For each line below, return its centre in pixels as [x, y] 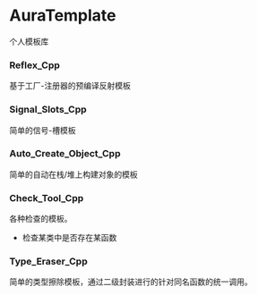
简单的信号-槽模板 [43, 130]
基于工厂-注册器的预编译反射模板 [70, 86]
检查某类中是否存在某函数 [69, 238]
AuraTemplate [63, 16]
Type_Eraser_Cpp [48, 262]
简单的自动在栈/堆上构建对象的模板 [74, 174]
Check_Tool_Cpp [47, 198]
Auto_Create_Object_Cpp [65, 154]
